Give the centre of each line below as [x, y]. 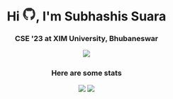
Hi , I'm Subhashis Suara [86, 17]
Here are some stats [86, 73]
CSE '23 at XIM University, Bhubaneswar [86, 39]
